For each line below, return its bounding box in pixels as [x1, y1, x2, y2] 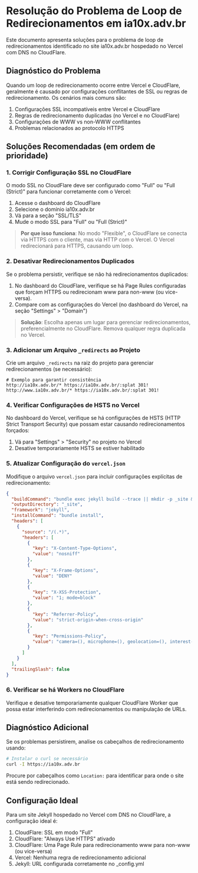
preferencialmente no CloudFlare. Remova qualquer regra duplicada [20, 325, 186, 332]
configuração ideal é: [6, 817, 58, 825]
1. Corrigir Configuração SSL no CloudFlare [6, 168, 131, 177]
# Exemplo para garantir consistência [6, 377, 101, 383]
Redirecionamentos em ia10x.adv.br [6, 17, 186, 30]
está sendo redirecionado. [6, 778, 70, 786]
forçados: [6, 427, 29, 434]
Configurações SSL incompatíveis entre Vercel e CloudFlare [14, 105, 160, 113]
